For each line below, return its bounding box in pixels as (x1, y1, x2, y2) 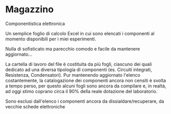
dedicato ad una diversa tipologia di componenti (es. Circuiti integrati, (5, 66, 152, 73)
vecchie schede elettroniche (5, 103, 66, 109)
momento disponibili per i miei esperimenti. (5, 36, 96, 42)
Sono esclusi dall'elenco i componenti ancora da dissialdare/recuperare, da (5, 98, 164, 104)
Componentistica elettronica (5, 20, 65, 27)
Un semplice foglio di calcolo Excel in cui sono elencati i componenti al (5, 30, 155, 36)
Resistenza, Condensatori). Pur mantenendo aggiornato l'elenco (5, 72, 141, 78)
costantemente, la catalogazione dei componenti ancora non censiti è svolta (5, 77, 166, 83)
